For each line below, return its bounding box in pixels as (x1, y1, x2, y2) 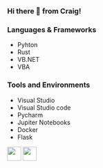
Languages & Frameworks (7, 24, 97, 34)
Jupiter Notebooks (17, 118, 71, 126)
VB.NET (17, 56, 40, 64)
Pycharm (17, 110, 44, 119)
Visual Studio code (17, 103, 71, 112)
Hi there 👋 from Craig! (7, 6, 82, 16)
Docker (17, 125, 39, 134)
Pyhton (17, 41, 38, 49)
